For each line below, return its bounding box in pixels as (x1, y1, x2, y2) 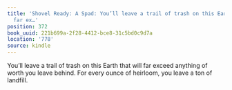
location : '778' (7, 36, 54, 43)
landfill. (7, 76, 28, 84)
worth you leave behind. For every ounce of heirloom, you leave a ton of (7, 69, 213, 77)
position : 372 (7, 23, 48, 30)
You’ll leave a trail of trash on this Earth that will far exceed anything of (7, 62, 208, 69)
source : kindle (7, 42, 51, 49)
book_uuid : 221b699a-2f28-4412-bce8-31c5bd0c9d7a (7, 29, 153, 37)
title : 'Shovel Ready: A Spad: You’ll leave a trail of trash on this (7, 10, 215, 17)
